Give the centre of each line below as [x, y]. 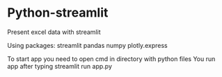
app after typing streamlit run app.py [60, 66]
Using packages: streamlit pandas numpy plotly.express [88, 45]
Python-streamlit [58, 13]
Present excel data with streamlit [54, 32]
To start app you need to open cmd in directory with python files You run [111, 59]
